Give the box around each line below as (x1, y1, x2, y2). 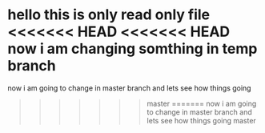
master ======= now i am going (147, 99, 257, 108)
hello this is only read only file (7, 6, 211, 24)
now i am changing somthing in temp (7, 40, 258, 58)
